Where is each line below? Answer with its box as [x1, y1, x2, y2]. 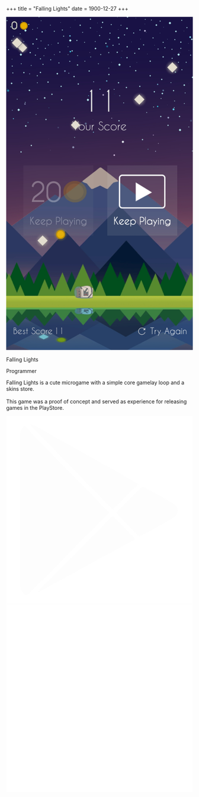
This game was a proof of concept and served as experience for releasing [6, 398, 187, 405]
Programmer [6, 368, 37, 374]
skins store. [6, 385, 34, 392]
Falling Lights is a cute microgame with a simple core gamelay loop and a [6, 379, 185, 386]
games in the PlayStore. [6, 404, 64, 411]
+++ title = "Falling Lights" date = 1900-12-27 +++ [6, 5, 129, 12]
